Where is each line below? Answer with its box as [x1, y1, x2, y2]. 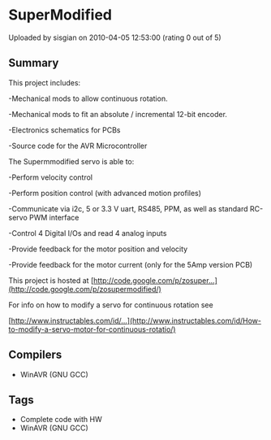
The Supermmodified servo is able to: [8, 156, 135, 166]
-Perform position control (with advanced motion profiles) [8, 188, 201, 198]
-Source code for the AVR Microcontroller [8, 141, 148, 150]
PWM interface [28, 212, 80, 222]
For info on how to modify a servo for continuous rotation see [8, 299, 213, 310]
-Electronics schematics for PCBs [8, 124, 121, 135]
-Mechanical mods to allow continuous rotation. [8, 94, 168, 103]
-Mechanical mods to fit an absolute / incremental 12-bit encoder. [8, 109, 227, 119]
